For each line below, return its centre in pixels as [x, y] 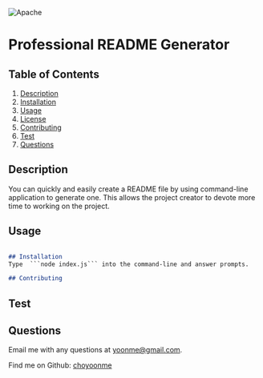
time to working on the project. [59, 206]
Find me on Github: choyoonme [60, 365]
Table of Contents [54, 74]
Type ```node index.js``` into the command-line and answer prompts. [129, 264]
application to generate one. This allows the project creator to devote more [132, 197]
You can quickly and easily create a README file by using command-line [128, 189]
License [33, 119]
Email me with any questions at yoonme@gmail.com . [95, 350]
